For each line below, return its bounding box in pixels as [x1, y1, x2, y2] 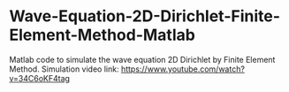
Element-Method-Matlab [9, 25, 196, 45]
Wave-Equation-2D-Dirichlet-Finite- [9, 6, 281, 27]
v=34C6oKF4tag [9, 73, 71, 83]
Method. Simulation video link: [9, 64, 119, 74]
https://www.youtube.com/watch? [120, 64, 246, 74]
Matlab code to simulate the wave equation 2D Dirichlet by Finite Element [9, 54, 276, 65]
